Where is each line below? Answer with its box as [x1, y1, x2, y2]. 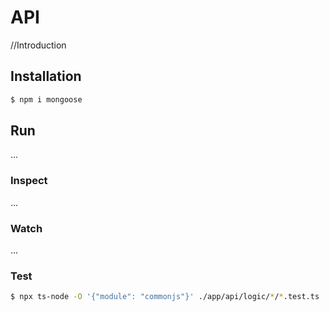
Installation [10, 68, 82, 85]
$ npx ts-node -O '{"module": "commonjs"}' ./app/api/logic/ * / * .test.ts [10, 292, 320, 302]
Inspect [10, 174, 48, 188]
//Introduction [10, 39, 67, 51]
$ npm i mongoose [10, 94, 83, 105]
